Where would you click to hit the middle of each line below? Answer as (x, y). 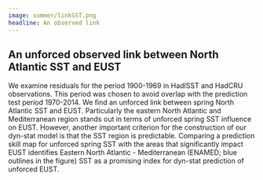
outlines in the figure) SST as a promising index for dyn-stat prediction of (126, 161)
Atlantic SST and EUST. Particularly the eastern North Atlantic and (115, 111)
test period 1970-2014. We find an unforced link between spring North (121, 102)
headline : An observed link (54, 23)
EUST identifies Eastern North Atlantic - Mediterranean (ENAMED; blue (123, 152)
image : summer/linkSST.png (52, 15)
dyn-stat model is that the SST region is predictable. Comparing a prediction (131, 136)
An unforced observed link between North (113, 55)
